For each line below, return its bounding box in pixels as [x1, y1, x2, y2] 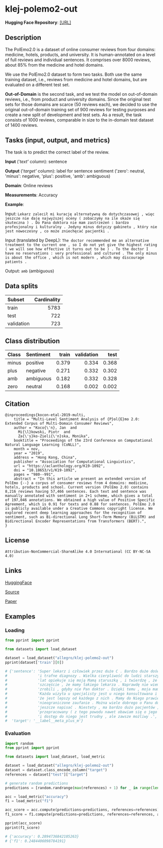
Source [5, 589, 19, 595]
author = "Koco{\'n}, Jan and [14, 425, 77, 430]
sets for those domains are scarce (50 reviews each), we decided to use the [5, 101, 157, 107]
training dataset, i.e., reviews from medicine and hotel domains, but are [5, 76, 147, 82]
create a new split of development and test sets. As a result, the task [5, 112, 142, 118]
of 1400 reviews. [5, 122, 38, 128]
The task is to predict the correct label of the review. [5, 149, 110, 155]
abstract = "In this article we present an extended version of [14, 476, 147, 481]
